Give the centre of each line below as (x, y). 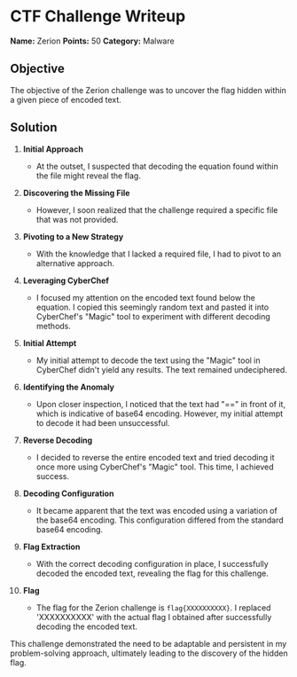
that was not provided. (77, 219)
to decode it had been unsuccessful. (103, 422)
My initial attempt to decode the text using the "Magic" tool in (148, 360)
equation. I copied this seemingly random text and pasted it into (152, 307)
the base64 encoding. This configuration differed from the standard (160, 520)
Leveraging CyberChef (66, 280)
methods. (54, 326)
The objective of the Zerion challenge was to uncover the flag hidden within (148, 90)
